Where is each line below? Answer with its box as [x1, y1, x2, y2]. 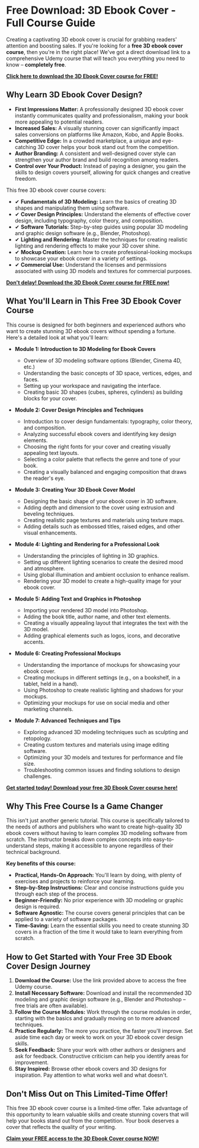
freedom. [14, 175, 37, 182]
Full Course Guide [6, 16, 96, 30]
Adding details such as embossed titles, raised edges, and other [23, 523, 181, 530]
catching [14, 143, 37, 150]
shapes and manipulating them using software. [14, 204, 129, 211]
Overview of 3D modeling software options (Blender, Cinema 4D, [23, 357, 182, 364]
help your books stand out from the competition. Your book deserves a [6, 1117, 179, 1124]
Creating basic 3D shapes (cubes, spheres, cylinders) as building [23, 388, 183, 396]
